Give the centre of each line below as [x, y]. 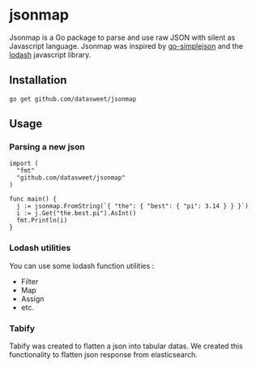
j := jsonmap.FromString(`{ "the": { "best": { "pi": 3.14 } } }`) [133, 206]
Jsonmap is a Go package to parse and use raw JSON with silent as [122, 37]
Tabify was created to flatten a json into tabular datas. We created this [126, 346]
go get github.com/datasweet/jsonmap [73, 99]
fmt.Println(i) [42, 221]
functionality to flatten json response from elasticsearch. [103, 355]
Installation [38, 80]
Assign [32, 299]
